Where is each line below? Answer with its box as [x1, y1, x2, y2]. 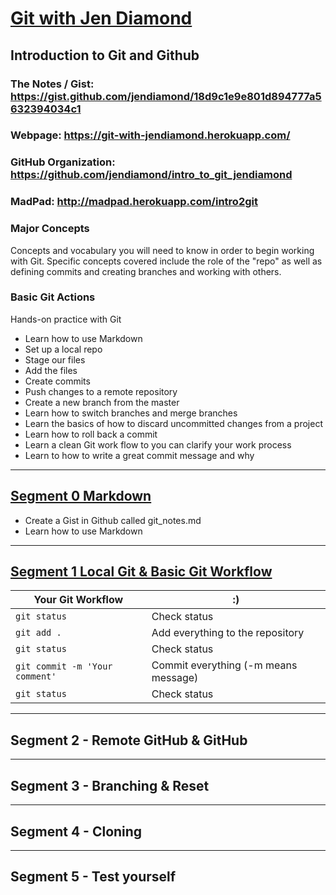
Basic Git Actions [10, 290, 96, 304]
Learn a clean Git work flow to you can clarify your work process [24, 438, 292, 451]
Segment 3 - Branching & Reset [10, 777, 210, 794]
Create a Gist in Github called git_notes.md [24, 514, 202, 526]
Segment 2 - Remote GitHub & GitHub [10, 732, 248, 749]
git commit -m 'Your [15, 661, 113, 672]
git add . [15, 627, 62, 639]
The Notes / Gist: [10, 77, 95, 91]
